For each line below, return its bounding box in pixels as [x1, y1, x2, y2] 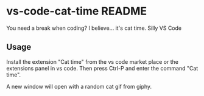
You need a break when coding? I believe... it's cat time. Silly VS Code [6, 24, 181, 32]
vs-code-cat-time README [6, 4, 147, 18]
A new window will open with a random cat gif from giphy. [6, 83, 152, 90]
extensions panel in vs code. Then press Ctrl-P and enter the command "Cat [6, 64, 199, 72]
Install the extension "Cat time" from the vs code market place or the [6, 58, 178, 65]
